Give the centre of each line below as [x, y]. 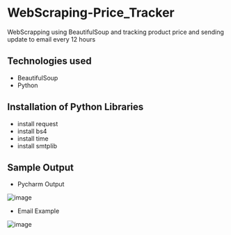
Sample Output [41, 167]
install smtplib [37, 146]
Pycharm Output [41, 184]
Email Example [38, 211]
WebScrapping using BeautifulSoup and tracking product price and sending [116, 32]
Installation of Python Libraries [75, 107]
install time [33, 138]
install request [38, 123]
